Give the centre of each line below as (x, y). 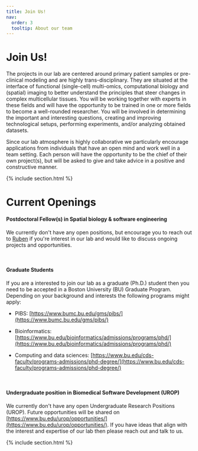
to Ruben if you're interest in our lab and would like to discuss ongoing (92, 239)
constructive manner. (32, 167)
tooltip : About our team (42, 28)
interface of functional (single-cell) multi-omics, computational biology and (98, 86)
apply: (14, 302)
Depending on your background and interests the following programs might (98, 295)
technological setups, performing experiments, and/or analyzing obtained (96, 124)
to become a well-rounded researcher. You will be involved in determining (96, 112)
